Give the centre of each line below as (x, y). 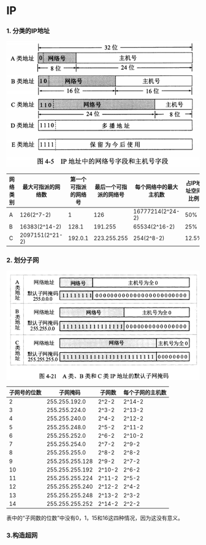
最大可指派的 (39, 187)
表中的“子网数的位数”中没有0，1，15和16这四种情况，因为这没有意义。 (95, 518)
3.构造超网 (22, 535)
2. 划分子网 (23, 260)
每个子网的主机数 (145, 392)
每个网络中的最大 (156, 187)
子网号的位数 (25, 392)
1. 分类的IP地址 (28, 31)
